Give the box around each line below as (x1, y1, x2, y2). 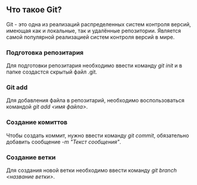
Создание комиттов (6, 118, 67, 126)
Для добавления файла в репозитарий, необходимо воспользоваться (6, 97, 185, 104)
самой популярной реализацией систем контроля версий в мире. (6, 33, 175, 41)
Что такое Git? (6, 5, 62, 15)
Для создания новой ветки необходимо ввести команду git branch (6, 167, 177, 174)
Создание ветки (6, 153, 56, 161)
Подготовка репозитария (6, 48, 84, 56)
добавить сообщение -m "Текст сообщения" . (6, 138, 121, 145)
